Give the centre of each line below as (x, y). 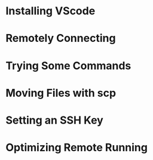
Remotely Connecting (61, 39)
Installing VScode (51, 11)
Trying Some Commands (68, 65)
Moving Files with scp (61, 93)
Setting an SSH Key (55, 120)
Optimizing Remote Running (76, 148)
